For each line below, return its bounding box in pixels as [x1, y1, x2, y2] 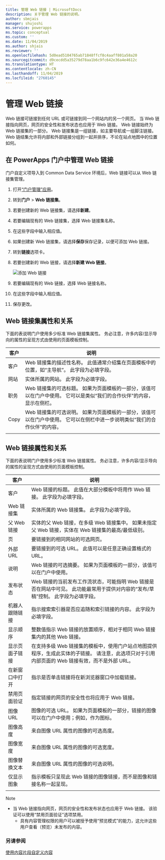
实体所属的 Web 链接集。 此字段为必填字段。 [31, 507, 134, 513]
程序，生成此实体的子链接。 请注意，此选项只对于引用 [31, 650, 156, 657]
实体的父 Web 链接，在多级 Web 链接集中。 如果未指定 [31, 519, 157, 526]
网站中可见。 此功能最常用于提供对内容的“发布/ [41, 586, 149, 592]
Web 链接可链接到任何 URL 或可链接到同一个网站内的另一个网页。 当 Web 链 [5, 115, 160, 121]
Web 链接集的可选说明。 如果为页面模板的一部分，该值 [24, 409, 151, 416]
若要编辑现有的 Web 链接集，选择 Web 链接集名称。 [12, 217, 118, 223]
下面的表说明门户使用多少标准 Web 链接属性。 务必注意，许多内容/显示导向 [5, 457, 157, 464]
